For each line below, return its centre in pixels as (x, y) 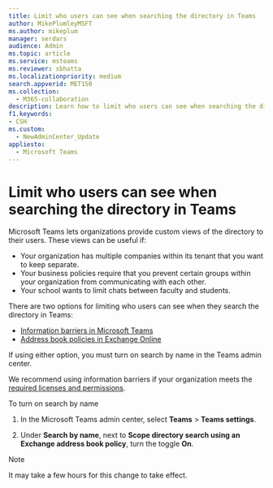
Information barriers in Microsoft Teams (87, 330)
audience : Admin (36, 46)
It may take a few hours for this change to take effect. (98, 475)
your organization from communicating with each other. (113, 282)
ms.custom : (27, 129)
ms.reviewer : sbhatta (45, 69)
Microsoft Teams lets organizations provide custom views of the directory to (136, 231)
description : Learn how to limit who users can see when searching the (132, 106)
